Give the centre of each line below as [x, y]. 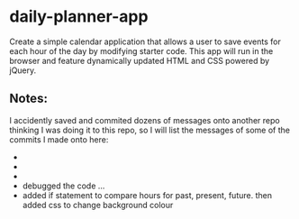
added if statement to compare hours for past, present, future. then [147, 195]
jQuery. [23, 70]
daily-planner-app [79, 17]
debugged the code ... [63, 186]
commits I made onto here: [59, 139]
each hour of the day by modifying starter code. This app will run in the [141, 50]
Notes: [28, 99]
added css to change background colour [98, 205]
